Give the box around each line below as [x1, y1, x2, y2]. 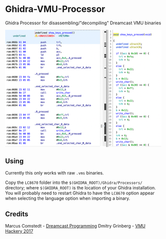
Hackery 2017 [5, 228, 34, 234]
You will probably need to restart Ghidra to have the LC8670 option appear [5, 190, 155, 196]
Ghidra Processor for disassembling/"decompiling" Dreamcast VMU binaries [5, 20, 162, 26]
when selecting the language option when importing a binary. [5, 195, 130, 201]
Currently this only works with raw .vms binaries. [5, 170, 104, 176]
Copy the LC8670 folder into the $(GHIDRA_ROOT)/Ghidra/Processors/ [5, 179, 143, 185]
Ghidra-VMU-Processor [5, 3, 106, 15]
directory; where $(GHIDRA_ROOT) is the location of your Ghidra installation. [5, 185, 156, 191]
